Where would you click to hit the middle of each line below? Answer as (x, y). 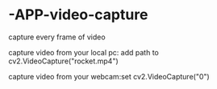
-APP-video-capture (78, 15)
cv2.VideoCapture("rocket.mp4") (63, 61)
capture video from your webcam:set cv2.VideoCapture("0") (109, 76)
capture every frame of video (57, 37)
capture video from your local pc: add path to (83, 52)
